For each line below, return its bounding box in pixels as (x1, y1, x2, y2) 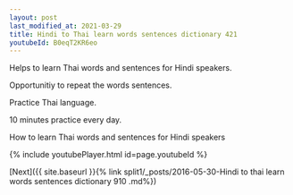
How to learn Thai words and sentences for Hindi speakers (9, 131, 226, 143)
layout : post (9, 13, 58, 22)
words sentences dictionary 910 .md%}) (9, 176, 157, 187)
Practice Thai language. (9, 97, 96, 108)
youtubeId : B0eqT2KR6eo (9, 38, 98, 47)
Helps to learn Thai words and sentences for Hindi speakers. (9, 63, 232, 73)
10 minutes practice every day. (9, 114, 122, 125)
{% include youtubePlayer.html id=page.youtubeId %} (9, 149, 208, 160)
